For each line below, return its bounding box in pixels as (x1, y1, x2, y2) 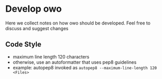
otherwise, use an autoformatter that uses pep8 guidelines (12, 59, 137, 65)
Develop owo (5, 3, 62, 15)
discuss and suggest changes (5, 25, 69, 31)
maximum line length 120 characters (12, 54, 90, 60)
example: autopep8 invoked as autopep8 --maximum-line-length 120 (12, 64, 157, 70)
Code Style (5, 40, 42, 49)
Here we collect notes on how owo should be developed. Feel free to (5, 20, 151, 26)
